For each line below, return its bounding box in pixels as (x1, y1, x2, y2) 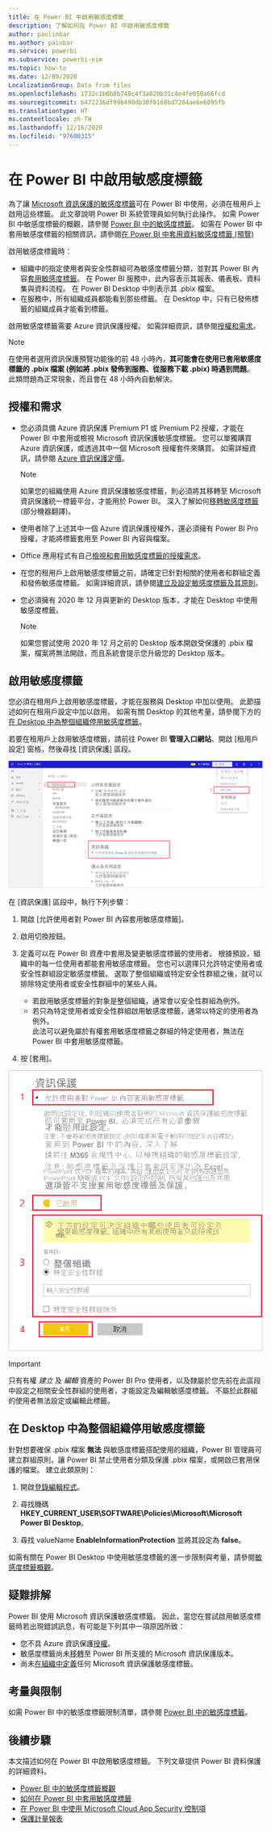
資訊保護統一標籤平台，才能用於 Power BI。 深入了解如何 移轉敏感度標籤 (19, 496, 260, 506)
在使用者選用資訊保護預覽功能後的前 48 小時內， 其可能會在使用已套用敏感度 (8, 354, 262, 363)
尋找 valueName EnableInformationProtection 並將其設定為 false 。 (19, 1535, 246, 1544)
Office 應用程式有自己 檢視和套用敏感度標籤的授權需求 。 (19, 550, 206, 561)
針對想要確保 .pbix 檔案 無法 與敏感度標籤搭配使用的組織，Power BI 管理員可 (8, 1444, 262, 1454)
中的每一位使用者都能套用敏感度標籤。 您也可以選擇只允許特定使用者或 (27, 959, 263, 968)
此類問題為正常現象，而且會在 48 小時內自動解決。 (8, 374, 177, 384)
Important (8, 1359, 41, 1369)
